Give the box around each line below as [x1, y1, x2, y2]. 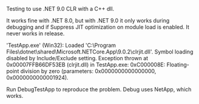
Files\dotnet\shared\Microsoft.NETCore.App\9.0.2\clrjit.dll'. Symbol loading [6, 48, 194, 55]
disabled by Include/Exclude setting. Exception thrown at [6, 55, 149, 61]
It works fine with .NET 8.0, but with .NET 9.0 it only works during [6, 17, 170, 24]
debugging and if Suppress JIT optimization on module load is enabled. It [6, 24, 190, 30]
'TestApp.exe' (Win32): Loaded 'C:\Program [6, 42, 116, 49]
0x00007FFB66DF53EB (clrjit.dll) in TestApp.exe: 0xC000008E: [6, 61, 166, 68]
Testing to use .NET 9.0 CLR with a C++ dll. [6, 5, 115, 12]
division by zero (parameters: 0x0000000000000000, [20, 68, 157, 75]
